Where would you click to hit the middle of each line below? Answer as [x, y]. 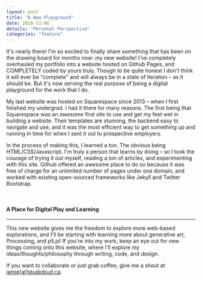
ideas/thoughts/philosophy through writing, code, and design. [83, 254]
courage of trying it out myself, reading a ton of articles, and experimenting [99, 158]
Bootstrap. [19, 184]
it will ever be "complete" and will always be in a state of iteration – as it [95, 77]
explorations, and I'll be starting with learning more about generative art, [96, 235]
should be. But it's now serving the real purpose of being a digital [87, 84]
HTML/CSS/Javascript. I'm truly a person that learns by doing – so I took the [100, 152]
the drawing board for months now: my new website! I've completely [91, 58]
